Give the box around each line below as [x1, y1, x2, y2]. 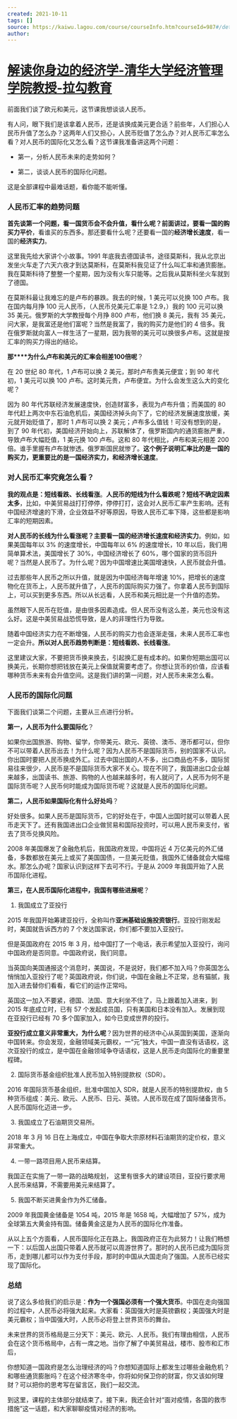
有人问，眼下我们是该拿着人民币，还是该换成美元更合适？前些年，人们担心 [7, 120, 224, 128]
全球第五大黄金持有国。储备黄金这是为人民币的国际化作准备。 [7, 1219, 187, 1228]
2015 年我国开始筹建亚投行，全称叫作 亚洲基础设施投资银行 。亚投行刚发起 [7, 916, 221, 925]
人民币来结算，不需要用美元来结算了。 [7, 1180, 119, 1190]
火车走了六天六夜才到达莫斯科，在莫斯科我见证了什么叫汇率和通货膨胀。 [19, 261, 230, 269]
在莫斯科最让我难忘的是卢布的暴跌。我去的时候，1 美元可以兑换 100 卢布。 [7, 294, 224, 302]
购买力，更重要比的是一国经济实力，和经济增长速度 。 [7, 453, 162, 462]
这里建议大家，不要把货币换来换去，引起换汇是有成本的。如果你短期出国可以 [7, 653, 230, 661]
